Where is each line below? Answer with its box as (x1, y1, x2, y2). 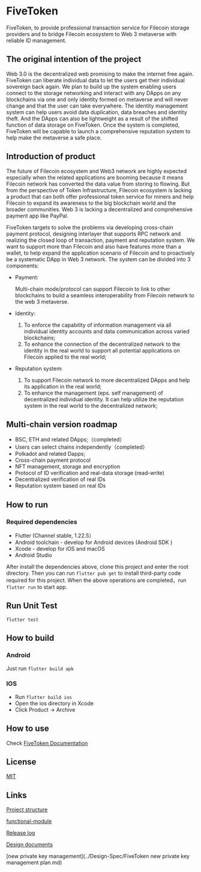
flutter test (6, 617, 39, 623)
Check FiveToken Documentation (6, 739, 88, 746)
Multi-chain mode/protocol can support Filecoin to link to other (14, 285, 170, 292)
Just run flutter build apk (6, 665, 74, 672)
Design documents (6, 841, 53, 848)
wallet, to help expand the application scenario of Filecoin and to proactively (6, 249, 195, 256)
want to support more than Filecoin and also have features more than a (6, 243, 182, 250)
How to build (6, 633, 55, 643)
